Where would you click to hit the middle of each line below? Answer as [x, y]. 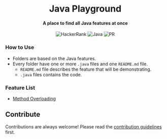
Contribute [23, 114]
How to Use [20, 48]
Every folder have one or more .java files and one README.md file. [80, 64]
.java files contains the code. [51, 74]
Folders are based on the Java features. [54, 58]
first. [10, 132]
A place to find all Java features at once [85, 23]
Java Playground [85, 9]
